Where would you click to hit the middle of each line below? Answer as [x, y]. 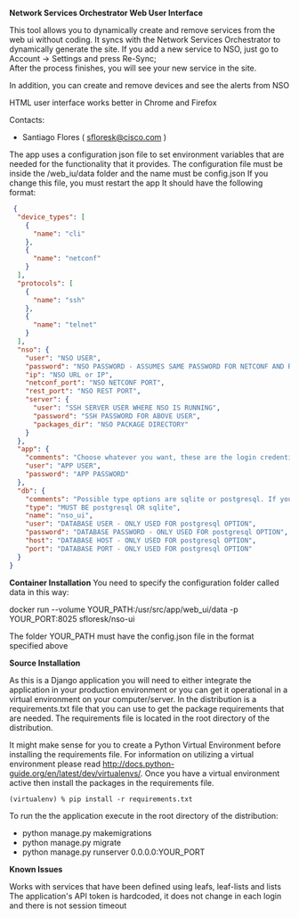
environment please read [55, 764]
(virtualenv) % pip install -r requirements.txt [101, 799]
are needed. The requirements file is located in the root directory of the [139, 718]
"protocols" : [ [45, 283]
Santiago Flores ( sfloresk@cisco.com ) [94, 137]
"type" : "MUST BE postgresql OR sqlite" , [103, 508]
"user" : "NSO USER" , [63, 358]
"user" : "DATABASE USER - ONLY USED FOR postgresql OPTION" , [141, 524]
